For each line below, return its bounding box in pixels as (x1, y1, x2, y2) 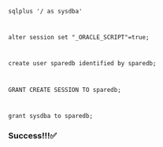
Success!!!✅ (8, 130, 57, 141)
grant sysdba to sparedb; (8, 112, 93, 119)
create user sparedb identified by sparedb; (8, 60, 157, 68)
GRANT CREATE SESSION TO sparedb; (8, 86, 122, 94)
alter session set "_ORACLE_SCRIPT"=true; (8, 34, 150, 42)
